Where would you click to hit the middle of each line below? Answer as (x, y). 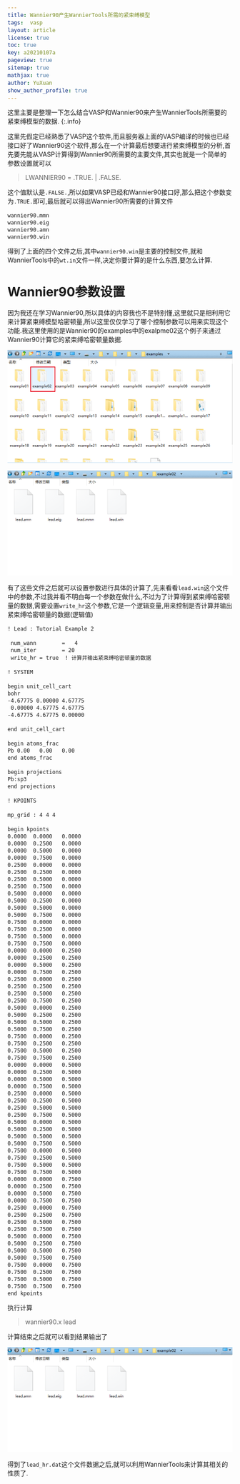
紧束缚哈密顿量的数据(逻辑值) (51, 614)
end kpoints (25, 1293)
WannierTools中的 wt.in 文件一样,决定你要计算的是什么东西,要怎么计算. (110, 260)
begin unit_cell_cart (40, 686)
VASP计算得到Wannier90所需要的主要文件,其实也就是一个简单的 (132, 154)
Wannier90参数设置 (66, 292)
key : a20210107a (31, 53)
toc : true (22, 45)
